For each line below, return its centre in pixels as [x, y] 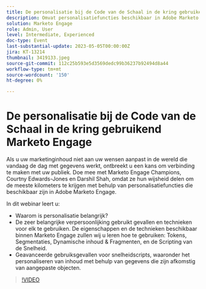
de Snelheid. [31, 249]
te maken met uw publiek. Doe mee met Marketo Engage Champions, [94, 172]
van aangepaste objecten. [48, 268]
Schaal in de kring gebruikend [84, 129]
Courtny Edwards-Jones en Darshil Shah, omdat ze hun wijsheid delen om [100, 179]
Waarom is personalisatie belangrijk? [62, 216]
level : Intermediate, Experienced [51, 35]
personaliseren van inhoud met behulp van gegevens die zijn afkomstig [105, 261]
